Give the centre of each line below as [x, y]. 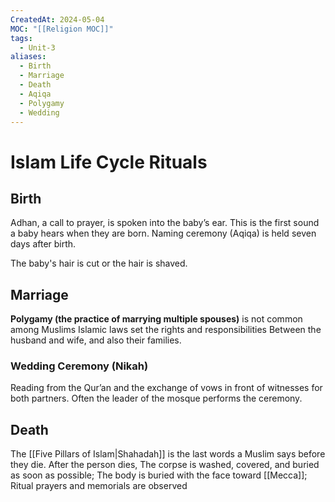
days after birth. [43, 244]
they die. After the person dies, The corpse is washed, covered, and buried [165, 465]
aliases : [28, 57]
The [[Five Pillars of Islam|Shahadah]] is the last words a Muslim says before [168, 454]
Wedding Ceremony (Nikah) [79, 366]
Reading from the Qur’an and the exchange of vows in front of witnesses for [166, 388]
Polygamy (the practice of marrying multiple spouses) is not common [156, 319]
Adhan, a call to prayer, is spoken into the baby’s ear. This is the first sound [165, 223]
